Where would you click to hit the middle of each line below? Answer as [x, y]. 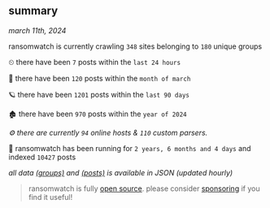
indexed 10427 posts [42, 157]
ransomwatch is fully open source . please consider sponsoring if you [144, 188]
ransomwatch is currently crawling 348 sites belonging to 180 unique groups [135, 46]
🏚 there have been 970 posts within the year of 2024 [98, 114]
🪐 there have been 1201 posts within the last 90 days [99, 94]
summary [33, 11]
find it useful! [50, 197]
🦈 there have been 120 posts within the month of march [100, 78]
